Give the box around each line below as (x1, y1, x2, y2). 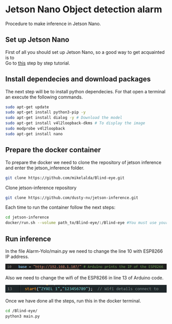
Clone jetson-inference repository (5, 185, 77, 191)
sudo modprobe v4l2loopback (5, 126, 66, 131)
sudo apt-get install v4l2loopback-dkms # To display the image (5, 120, 145, 126)
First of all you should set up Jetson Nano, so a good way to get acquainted (5, 49, 165, 55)
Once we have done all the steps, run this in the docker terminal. (5, 297, 141, 303)
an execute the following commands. (5, 94, 83, 100)
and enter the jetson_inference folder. (5, 165, 84, 171)
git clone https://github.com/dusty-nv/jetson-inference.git (5, 195, 139, 200)
